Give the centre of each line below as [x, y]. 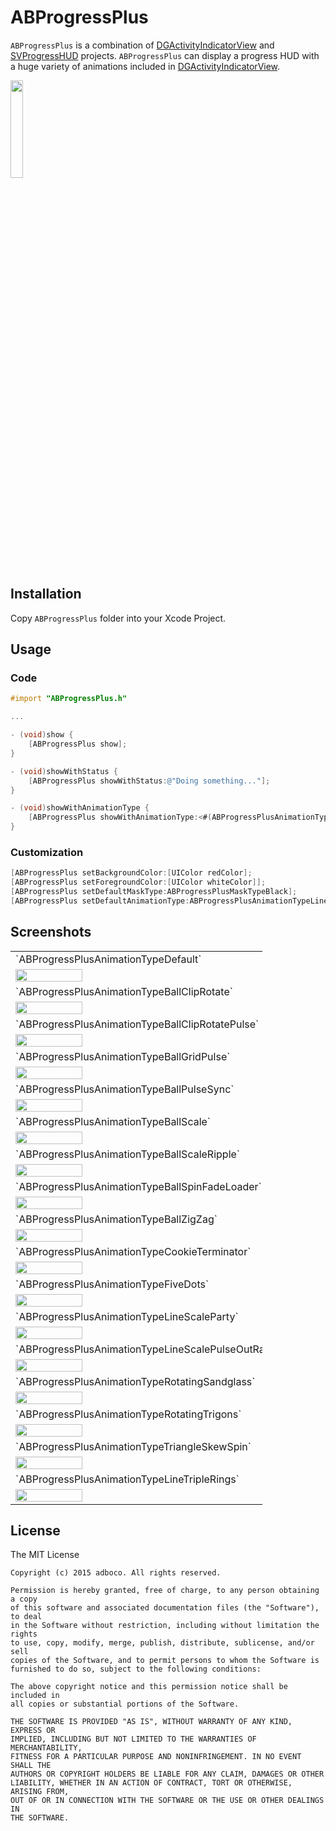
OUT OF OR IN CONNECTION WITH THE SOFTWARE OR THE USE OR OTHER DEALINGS [167, 1801]
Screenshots [51, 932]
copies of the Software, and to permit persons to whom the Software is [165, 1661]
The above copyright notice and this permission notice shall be [149, 1687]
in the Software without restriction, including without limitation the [165, 1626]
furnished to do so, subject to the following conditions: [136, 1669]
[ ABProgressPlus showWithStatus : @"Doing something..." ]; [149, 781]
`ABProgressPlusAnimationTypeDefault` [108, 959]
